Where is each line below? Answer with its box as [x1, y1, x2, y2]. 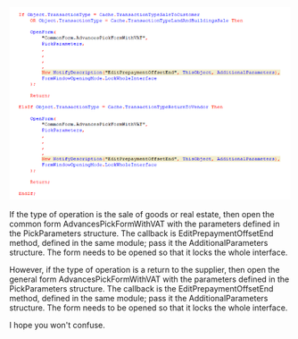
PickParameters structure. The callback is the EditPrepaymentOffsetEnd [9, 283, 274, 293]
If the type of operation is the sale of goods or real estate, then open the [9, 208, 275, 219]
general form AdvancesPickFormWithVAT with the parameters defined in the [9, 274, 290, 284]
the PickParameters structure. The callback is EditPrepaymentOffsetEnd [9, 227, 274, 239]
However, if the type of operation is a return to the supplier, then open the [9, 264, 280, 275]
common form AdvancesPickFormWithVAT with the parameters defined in [9, 218, 280, 229]
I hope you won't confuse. [9, 319, 105, 330]
